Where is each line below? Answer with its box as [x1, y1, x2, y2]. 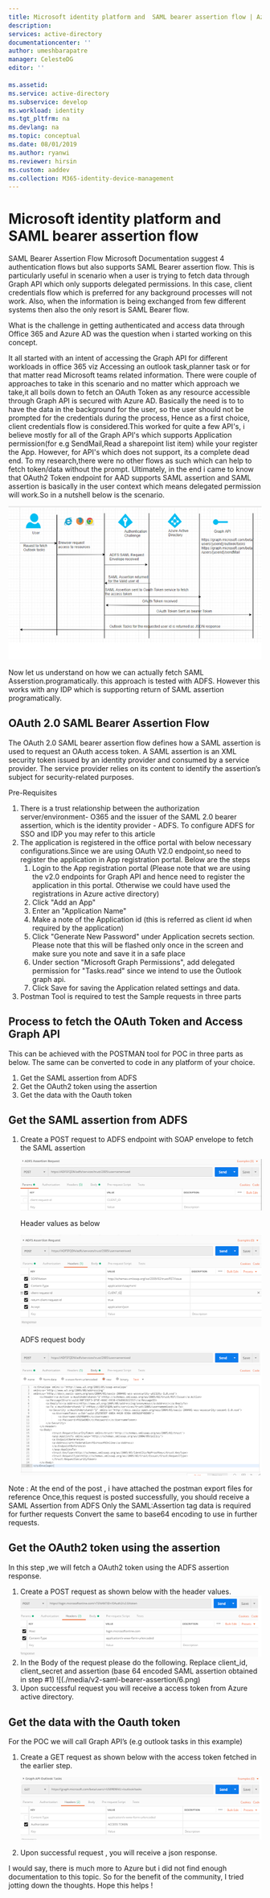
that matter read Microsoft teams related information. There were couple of [8, 370, 257, 380]
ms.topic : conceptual [8, 132, 81, 140]
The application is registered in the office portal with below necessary [19, 837, 252, 847]
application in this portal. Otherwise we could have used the [31, 880, 231, 889]
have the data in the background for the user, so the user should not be [8, 405, 244, 415]
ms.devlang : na [8, 123, 59, 132]
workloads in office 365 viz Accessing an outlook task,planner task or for [8, 362, 251, 372]
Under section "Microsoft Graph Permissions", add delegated [31, 957, 235, 967]
